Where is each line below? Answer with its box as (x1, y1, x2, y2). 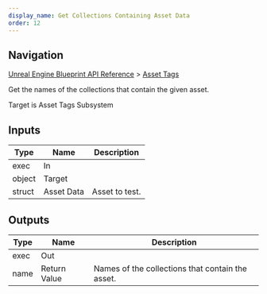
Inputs (8, 123, 41, 137)
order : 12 (8, 19, 41, 27)
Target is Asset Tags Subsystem (8, 100, 114, 110)
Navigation (8, 48, 64, 62)
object (12, 173, 36, 184)
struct (12, 186, 34, 197)
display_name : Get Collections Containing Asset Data (8, 11, 191, 20)
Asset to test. (91, 186, 141, 197)
